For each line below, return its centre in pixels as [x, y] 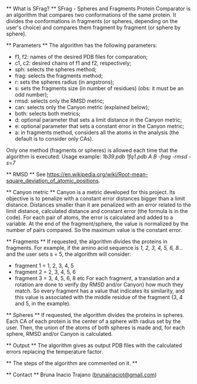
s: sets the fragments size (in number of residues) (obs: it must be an [99, 88]
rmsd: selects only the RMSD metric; [59, 101]
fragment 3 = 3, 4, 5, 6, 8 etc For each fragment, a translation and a [97, 278]
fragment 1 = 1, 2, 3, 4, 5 [44, 266]
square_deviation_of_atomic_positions [53, 181]
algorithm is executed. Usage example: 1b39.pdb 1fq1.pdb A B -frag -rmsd [97, 156]
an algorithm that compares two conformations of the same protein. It [91, 15]
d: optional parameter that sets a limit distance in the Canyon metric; [98, 120]
